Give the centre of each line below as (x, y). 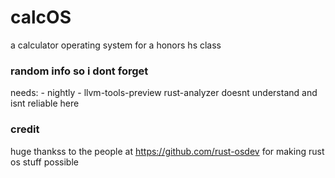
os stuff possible (44, 162)
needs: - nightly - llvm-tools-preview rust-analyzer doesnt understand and (164, 93)
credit (25, 129)
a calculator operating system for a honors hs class (116, 45)
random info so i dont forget (79, 71)
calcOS (41, 17)
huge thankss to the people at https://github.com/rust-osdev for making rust (167, 151)
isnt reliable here (45, 103)
